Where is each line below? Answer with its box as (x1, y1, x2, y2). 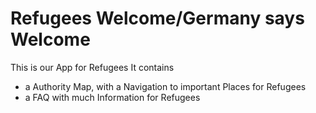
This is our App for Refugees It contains (10, 61, 175, 73)
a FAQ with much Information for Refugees (24, 91, 201, 103)
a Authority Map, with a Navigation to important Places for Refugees (24, 80, 307, 92)
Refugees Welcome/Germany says (10, 7, 305, 30)
